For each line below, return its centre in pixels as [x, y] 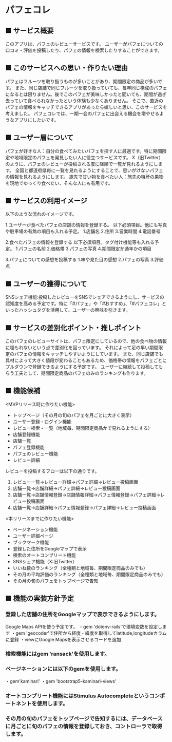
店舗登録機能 [26, 434]
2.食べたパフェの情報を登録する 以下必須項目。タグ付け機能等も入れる [80, 242]
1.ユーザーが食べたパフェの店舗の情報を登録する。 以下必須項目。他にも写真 [86, 225]
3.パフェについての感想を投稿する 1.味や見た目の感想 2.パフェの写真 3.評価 [84, 260]
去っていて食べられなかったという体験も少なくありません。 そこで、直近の [84, 101]
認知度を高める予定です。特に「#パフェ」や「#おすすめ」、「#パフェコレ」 [84, 303]
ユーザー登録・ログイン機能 [42, 422]
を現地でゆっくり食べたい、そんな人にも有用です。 [59, 183]
